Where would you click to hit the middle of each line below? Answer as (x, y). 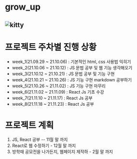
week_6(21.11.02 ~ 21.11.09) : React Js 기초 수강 (58, 92)
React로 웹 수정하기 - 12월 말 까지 (44, 146)
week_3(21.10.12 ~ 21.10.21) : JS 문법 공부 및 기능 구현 (63, 74)
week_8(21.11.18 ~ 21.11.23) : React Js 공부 (53, 104)
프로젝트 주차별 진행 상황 (51, 47)
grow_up (23, 7)
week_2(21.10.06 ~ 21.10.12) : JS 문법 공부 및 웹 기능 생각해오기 (72, 67)
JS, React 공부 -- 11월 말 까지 (40, 140)
